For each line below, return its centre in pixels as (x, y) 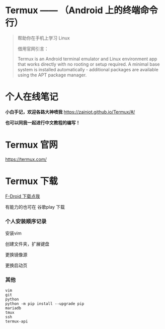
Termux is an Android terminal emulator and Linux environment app (87, 59)
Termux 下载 (31, 181)
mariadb (13, 308)
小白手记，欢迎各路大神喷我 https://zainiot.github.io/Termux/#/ (70, 112)
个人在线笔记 (32, 97)
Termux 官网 (31, 145)
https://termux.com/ (26, 159)
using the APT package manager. (52, 75)
